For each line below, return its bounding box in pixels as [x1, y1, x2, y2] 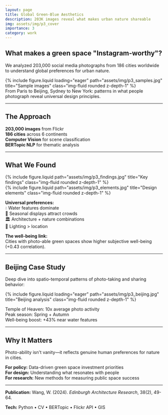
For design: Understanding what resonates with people [5, 369, 119, 375]
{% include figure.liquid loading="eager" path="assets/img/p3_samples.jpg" [5, 77, 162, 83]
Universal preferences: [5, 199, 54, 205]
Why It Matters [5, 336, 52, 344]
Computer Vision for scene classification [5, 136, 90, 142]
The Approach [5, 112, 51, 121]
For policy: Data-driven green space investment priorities [5, 364, 124, 370]
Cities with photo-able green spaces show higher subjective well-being [5, 238, 152, 244]
